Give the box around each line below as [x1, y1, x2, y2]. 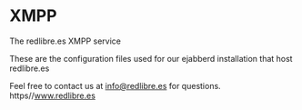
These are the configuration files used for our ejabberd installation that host [9, 53, 293, 64]
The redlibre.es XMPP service [9, 35, 121, 46]
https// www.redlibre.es [9, 90, 96, 101]
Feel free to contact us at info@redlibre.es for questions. [9, 80, 221, 91]
